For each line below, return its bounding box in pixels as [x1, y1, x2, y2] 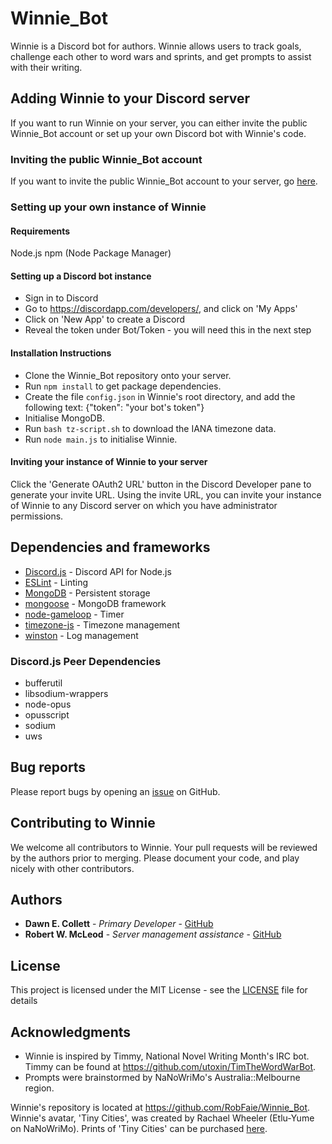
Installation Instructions [10, 347, 112, 359]
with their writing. [10, 61, 83, 73]
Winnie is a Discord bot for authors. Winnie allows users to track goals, [10, 40, 302, 52]
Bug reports [10, 759, 87, 776]
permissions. [10, 510, 64, 522]
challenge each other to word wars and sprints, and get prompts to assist [10, 50, 312, 62]
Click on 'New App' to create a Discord [24, 313, 186, 326]
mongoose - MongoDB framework [24, 597, 167, 609]
